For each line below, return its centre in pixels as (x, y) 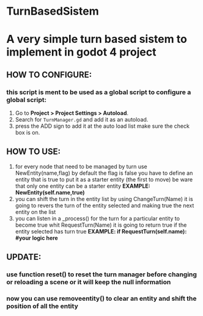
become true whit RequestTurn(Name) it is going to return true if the (101, 225)
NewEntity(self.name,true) (50, 192)
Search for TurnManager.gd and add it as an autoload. (82, 120)
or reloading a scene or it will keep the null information (89, 282)
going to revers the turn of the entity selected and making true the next (105, 205)
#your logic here (36, 238)
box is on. (28, 133)
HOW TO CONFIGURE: (49, 75)
